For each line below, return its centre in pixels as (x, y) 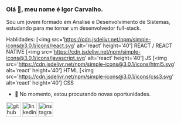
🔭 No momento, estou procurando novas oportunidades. (83, 94)
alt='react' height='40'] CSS (40, 83)
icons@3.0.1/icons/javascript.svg (46, 58)
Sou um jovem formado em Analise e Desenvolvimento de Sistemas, (88, 22)
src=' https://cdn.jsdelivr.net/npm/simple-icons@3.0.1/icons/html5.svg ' (91, 64)
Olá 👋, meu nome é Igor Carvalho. (55, 9)
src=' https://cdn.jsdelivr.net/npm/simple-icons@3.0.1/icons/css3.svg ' (90, 77)
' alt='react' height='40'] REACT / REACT (123, 45)
